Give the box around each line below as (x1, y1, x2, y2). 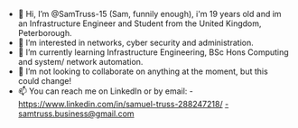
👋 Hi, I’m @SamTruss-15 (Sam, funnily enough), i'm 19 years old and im (17, 9, 282, 19)
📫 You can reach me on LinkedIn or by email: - (17, 86, 194, 96)
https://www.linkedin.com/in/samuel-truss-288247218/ (17, 99, 223, 109)
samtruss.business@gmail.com (17, 108, 135, 119)
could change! (17, 76, 72, 86)
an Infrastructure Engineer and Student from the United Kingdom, (17, 18, 262, 29)
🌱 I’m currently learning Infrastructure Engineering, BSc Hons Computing (17, 47, 289, 58)
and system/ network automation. (17, 57, 144, 67)
